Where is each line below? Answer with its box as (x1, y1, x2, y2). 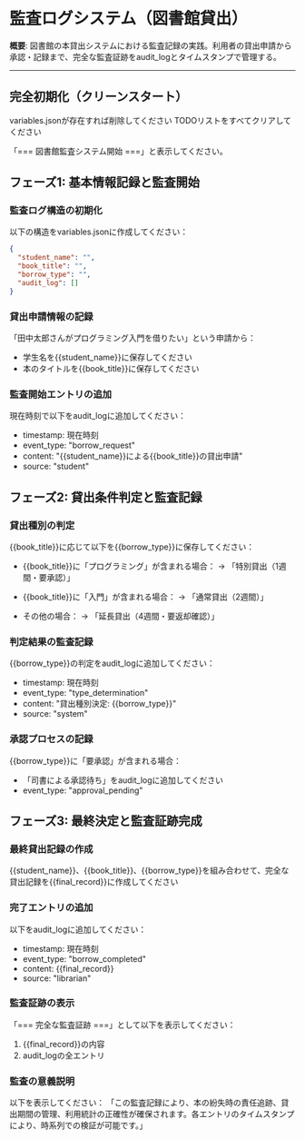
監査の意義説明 (9, 1075, 75, 1087)
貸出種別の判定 (9, 519, 75, 531)
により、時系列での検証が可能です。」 (9, 1120, 148, 1131)
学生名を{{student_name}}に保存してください (22, 352, 193, 362)
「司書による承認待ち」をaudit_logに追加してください (22, 774, 224, 786)
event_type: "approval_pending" (22, 785, 143, 796)
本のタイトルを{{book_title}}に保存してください (22, 362, 200, 373)
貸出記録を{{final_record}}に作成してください (9, 877, 179, 887)
